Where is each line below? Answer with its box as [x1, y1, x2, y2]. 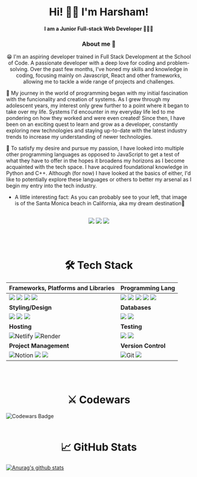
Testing [120, 323, 142, 331]
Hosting [9, 323, 32, 331]
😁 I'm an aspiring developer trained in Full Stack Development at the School [6, 53, 191, 61]
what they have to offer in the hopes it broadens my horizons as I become [6, 157, 185, 164]
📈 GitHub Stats [61, 441, 137, 454]
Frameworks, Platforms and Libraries [9, 284, 115, 292]
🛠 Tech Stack [64, 259, 133, 272]
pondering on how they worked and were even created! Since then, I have [6, 115, 185, 122]
